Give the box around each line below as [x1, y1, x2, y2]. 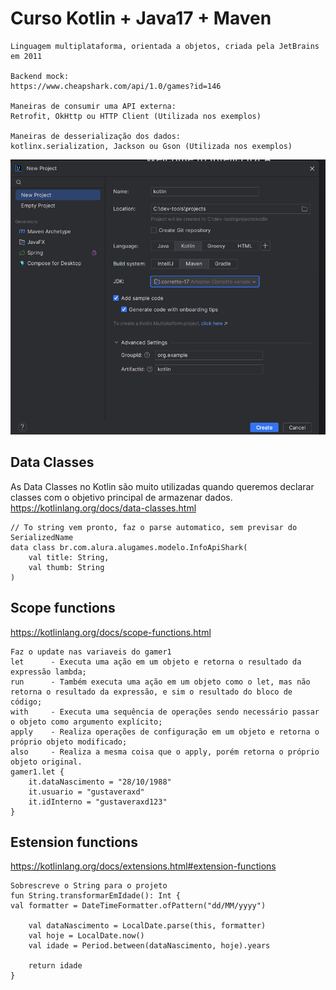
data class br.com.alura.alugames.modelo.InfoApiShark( [10, 542, 248, 552]
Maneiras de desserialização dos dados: [10, 131, 182, 141]
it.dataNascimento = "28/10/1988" [28, 777, 172, 787]
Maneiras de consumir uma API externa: [10, 101, 177, 111]
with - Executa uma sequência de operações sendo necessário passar [10, 707, 320, 717]
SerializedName [10, 532, 74, 542]
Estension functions [10, 833, 138, 851]
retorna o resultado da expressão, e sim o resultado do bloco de [10, 687, 293, 697]
